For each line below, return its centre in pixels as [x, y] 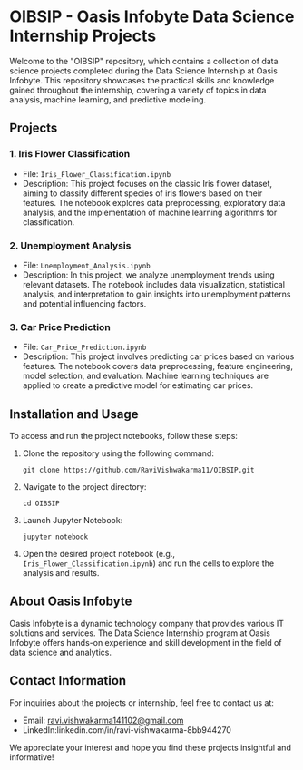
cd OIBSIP [41, 504]
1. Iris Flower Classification [70, 154]
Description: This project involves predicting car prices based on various [158, 356]
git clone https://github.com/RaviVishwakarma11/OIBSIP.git [138, 470]
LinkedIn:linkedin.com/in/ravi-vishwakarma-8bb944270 [127, 730]
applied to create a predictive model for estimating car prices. [138, 385]
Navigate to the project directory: [84, 487]
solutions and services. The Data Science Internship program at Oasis [140, 633]
